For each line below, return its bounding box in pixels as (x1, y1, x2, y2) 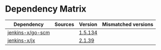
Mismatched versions (102, 21, 154, 28)
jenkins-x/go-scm (7, 29, 50, 36)
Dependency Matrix (5, 3, 86, 15)
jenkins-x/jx (7, 37, 35, 44)
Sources (54, 21, 74, 28)
